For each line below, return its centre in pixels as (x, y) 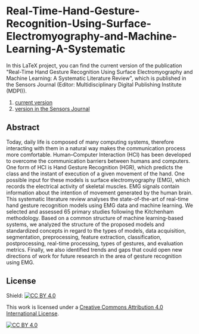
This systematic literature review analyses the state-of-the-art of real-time (97, 199)
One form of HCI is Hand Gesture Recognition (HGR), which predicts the (94, 167)
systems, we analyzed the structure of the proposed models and (85, 224)
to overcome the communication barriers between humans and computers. (98, 161)
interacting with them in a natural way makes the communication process (96, 148)
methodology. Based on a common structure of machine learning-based (95, 218)
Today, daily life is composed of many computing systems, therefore (90, 142)
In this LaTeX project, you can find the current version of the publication (94, 65)
